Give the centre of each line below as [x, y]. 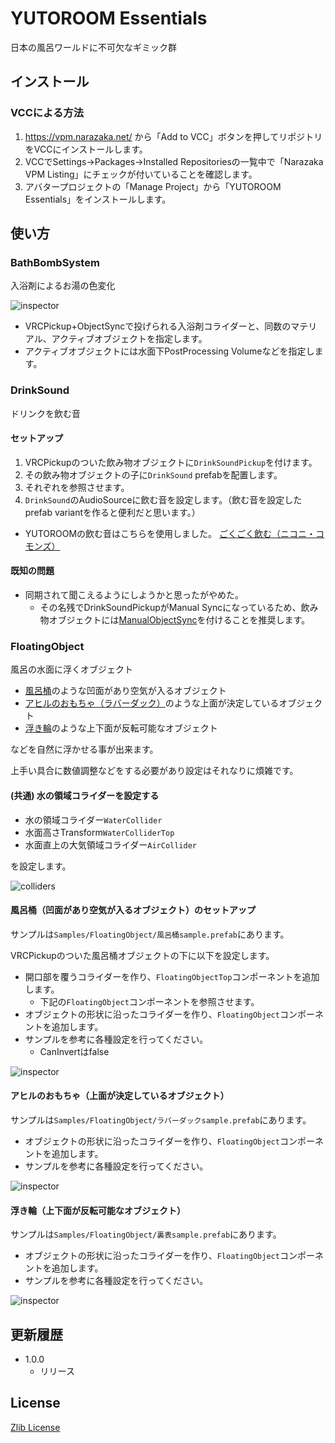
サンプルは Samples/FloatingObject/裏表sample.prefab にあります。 [146, 1234]
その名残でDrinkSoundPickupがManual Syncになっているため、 [170, 608]
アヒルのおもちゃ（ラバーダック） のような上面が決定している [152, 703]
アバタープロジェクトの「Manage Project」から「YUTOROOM [153, 186]
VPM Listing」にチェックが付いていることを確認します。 [141, 174]
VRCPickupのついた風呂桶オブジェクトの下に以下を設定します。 [142, 955]
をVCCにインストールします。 [86, 149]
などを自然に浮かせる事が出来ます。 [84, 749]
